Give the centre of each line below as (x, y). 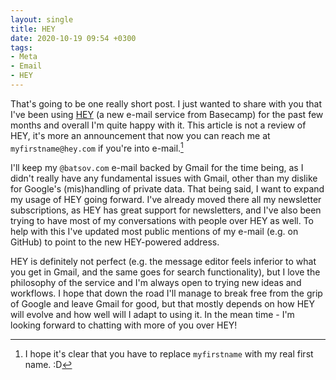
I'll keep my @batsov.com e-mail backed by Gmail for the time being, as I (157, 167)
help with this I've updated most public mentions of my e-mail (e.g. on (154, 231)
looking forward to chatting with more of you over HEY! (124, 325)
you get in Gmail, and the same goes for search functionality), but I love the (165, 272)
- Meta (24, 57)
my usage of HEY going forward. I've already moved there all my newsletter (166, 199)
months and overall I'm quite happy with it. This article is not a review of (158, 125)
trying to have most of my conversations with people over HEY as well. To (162, 220)
